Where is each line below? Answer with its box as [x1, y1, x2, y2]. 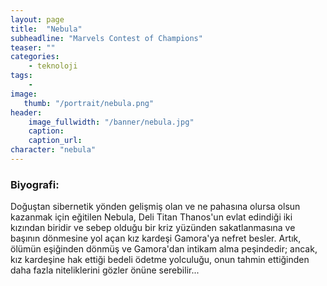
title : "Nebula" [10, 24, 83, 34]
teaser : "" [10, 42, 56, 53]
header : [10, 107, 43, 118]
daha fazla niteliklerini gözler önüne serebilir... [10, 264, 200, 276]
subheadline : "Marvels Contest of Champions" [10, 33, 203, 43]
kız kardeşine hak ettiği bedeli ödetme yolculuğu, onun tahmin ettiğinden [10, 254, 310, 266]
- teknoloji [28, 61, 78, 71]
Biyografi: [10, 177, 60, 191]
